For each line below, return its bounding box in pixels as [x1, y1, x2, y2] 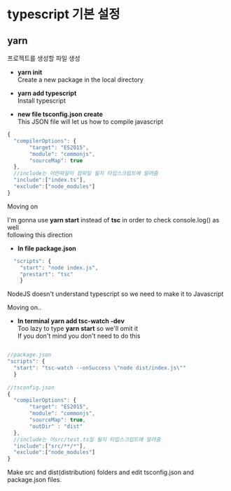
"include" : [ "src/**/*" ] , [13, 442, 86, 450]
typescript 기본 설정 [7, 6, 120, 22]
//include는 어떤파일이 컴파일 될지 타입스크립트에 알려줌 [13, 170, 159, 177]
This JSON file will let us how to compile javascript [17, 118, 164, 126]
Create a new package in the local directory [17, 76, 143, 84]
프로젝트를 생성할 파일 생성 [7, 54, 80, 62]
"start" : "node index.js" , [20, 264, 99, 271]
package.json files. [7, 476, 62, 484]
